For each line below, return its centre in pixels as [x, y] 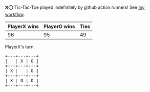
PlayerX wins [23, 26]
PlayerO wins [59, 26]
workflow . [15, 14]
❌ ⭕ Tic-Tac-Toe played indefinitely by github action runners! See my [75, 7]
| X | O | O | [22, 80]
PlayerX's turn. [20, 47]
